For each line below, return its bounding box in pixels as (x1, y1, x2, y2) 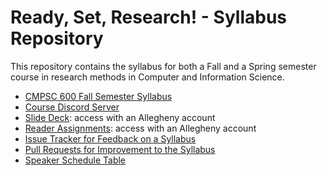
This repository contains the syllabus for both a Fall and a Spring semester (10, 60, 317, 72)
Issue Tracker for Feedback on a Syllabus (24, 132, 197, 145)
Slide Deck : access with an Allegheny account (24, 111, 216, 123)
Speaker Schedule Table (24, 154, 127, 166)
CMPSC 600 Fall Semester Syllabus (24, 90, 173, 102)
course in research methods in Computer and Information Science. (10, 71, 285, 83)
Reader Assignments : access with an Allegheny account (24, 122, 257, 134)
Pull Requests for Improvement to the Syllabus (24, 143, 216, 155)
